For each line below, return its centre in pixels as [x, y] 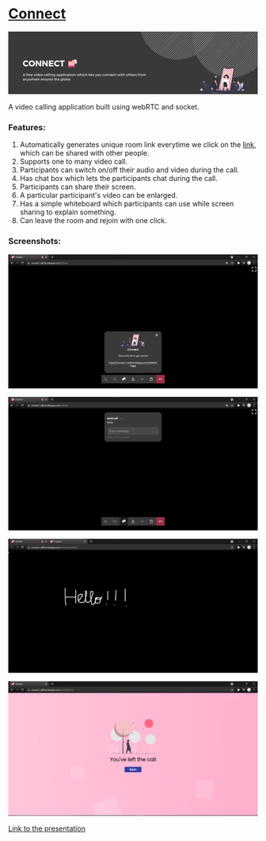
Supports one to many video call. [74, 162]
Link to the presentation [47, 828]
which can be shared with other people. [84, 153]
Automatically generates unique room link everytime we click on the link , [138, 145]
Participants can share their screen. [78, 187]
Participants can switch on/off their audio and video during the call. [129, 170]
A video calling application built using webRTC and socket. [104, 106]
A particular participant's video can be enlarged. [99, 195]
